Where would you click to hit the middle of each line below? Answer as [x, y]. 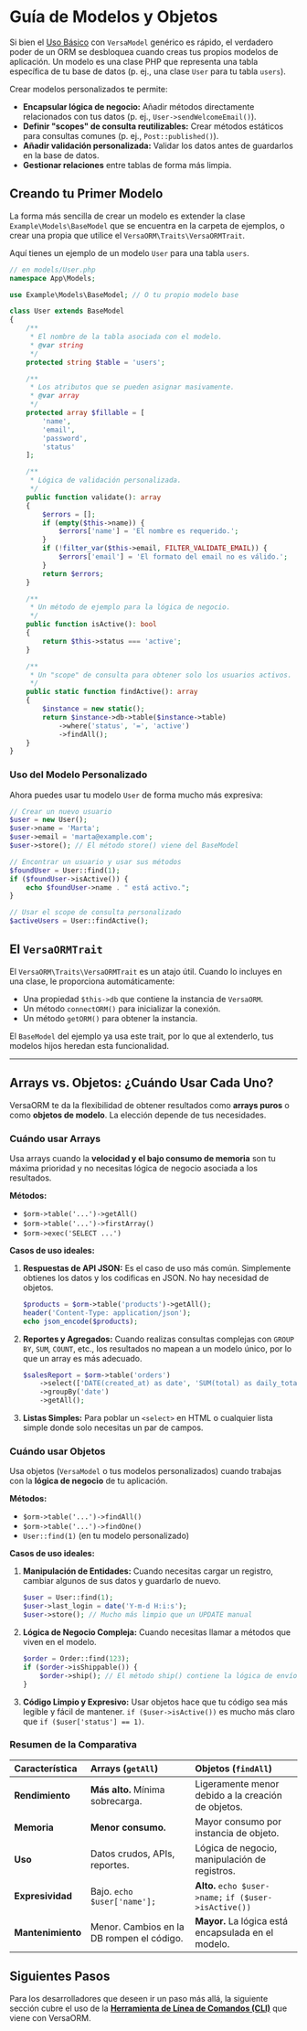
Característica [46, 1769]
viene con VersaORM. [50, 2017]
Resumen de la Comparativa [73, 1745]
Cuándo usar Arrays [55, 1138]
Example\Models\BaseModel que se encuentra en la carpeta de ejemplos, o [147, 225]
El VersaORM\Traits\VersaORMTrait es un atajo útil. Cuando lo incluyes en [146, 971]
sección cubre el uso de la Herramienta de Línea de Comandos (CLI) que [148, 2008]
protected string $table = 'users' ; [96, 362]
